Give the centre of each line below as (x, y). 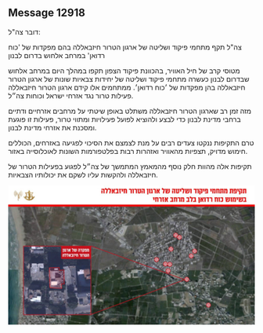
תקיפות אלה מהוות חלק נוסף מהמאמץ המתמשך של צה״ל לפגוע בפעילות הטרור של (130, 166)
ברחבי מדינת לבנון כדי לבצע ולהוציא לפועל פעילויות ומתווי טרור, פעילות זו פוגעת (124, 119)
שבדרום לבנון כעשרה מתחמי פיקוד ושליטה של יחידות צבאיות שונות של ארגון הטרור (129, 79)
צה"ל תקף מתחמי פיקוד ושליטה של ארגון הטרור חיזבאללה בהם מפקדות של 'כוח (125, 47)
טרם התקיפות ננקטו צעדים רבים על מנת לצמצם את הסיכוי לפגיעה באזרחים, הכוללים (131, 143)
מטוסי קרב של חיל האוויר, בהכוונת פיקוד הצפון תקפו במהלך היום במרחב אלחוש (124, 71)
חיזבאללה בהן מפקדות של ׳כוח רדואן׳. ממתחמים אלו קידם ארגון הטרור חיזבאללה (127, 87)
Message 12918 (47, 13)
